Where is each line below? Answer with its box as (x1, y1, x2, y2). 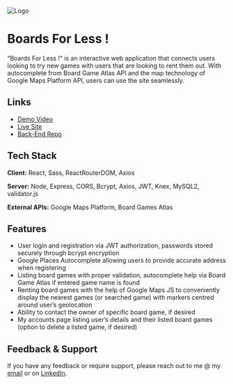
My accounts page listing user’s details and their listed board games (17, 316, 213, 324)
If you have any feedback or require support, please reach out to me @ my (7, 362, 221, 370)
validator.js (7, 189, 38, 198)
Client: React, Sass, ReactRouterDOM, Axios (7, 168, 135, 177)
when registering (17, 263, 66, 272)
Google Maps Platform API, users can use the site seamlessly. (7, 76, 184, 84)
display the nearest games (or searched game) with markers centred (17, 293, 214, 302)
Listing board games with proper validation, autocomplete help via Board (17, 271, 226, 279)
